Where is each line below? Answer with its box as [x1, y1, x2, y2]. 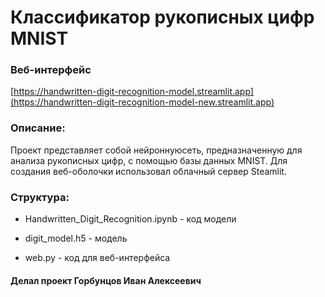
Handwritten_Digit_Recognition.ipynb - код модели [24, 213, 237, 225]
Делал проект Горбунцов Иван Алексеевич [10, 274, 202, 286]
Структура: [10, 190, 70, 204]
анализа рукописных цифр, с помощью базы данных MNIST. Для [10, 154, 288, 166]
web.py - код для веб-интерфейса [24, 252, 171, 264]
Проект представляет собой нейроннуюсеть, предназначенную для [10, 144, 303, 156]
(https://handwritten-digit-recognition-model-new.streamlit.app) [10, 96, 275, 108]
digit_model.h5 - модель [24, 232, 128, 245]
